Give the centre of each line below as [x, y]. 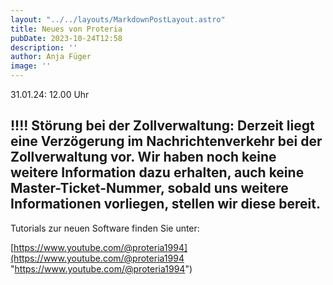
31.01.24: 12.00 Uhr [50, 94]
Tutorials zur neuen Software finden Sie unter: [105, 228]
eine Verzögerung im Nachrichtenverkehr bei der [166, 141]
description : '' [44, 47]
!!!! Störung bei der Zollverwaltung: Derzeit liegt [162, 126]
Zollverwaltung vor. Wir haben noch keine [143, 157]
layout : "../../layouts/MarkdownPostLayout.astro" [118, 19]
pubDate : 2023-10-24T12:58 [66, 38]
